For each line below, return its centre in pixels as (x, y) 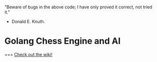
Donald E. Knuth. (28, 22)
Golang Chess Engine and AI (63, 41)
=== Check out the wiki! (29, 54)
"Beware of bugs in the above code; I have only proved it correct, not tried (78, 7)
